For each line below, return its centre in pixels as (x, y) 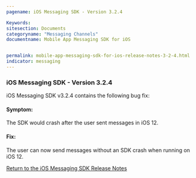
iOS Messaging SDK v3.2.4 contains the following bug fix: (78, 96)
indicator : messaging (33, 62)
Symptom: (20, 109)
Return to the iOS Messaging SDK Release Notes (67, 168)
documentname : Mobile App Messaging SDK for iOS (68, 40)
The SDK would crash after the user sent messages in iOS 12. (82, 123)
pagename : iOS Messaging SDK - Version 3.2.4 (64, 12)
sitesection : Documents (36, 28)
